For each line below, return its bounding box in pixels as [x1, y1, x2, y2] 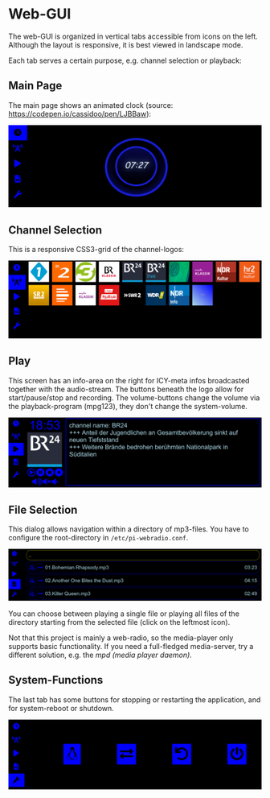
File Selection [8, 503, 78, 516]
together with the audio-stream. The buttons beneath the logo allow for [8, 384, 244, 394]
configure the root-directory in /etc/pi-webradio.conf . [8, 533, 189, 543]
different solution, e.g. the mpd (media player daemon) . [8, 650, 193, 659]
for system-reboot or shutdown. [8, 703, 114, 713]
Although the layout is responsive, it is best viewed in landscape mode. [8, 39, 243, 49]
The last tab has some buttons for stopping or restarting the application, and [8, 694, 261, 705]
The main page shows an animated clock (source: [8, 100, 174, 110]
